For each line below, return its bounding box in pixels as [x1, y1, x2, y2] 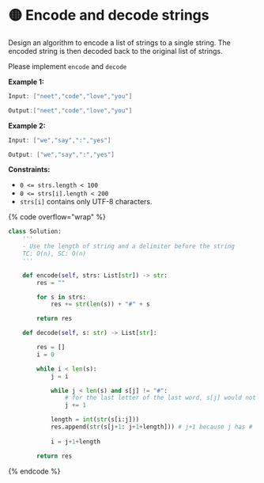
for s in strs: [36, 293, 87, 301]
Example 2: [8, 120, 46, 131]
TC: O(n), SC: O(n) [22, 250, 87, 258]
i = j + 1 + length [50, 437, 101, 446]
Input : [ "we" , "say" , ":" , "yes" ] [8, 136, 111, 144]
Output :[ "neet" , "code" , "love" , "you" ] [8, 106, 133, 115]
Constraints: [8, 165, 51, 174]
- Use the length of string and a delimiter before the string [22, 242, 236, 250]
